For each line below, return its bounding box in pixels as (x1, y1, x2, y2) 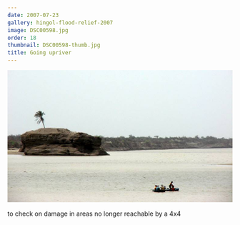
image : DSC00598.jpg (7, 26, 69, 34)
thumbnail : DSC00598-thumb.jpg (7, 41, 101, 49)
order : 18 (7, 34, 37, 41)
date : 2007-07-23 (7, 11, 59, 19)
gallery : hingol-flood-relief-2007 (7, 19, 114, 26)
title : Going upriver (7, 49, 72, 56)
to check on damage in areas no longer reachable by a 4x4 (7, 209, 181, 218)
